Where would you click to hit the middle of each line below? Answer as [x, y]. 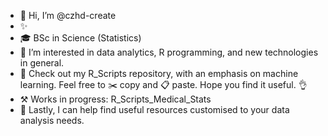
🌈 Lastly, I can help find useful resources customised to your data [154, 109]
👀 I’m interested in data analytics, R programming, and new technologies [169, 52]
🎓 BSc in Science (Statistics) [80, 38]
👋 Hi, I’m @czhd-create [68, 15]
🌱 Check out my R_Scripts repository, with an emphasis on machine [159, 73]
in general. [42, 63]
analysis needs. [52, 120]
